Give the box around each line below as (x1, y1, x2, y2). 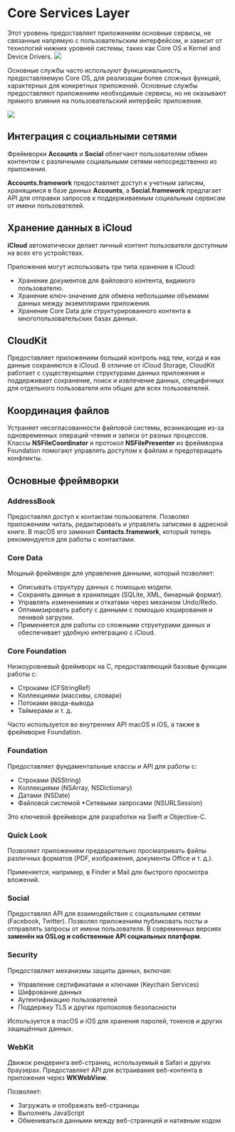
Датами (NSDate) (17, 791, 70, 799)
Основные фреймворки (7, 475, 119, 487)
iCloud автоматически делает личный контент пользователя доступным (7, 241, 228, 249)
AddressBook (7, 496, 56, 506)
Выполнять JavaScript (17, 1108, 85, 1117)
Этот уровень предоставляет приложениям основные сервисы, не (7, 29, 211, 37)
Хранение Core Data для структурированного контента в (17, 306, 192, 315)
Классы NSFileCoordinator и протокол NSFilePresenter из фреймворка (7, 439, 224, 448)
